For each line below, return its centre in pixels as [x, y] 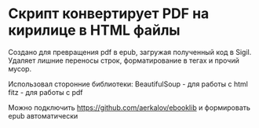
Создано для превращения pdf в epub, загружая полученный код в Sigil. [130, 52]
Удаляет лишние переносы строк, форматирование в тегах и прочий [124, 60]
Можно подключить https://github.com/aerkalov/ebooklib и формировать [129, 108]
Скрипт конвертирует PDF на [109, 14]
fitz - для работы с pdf [46, 92]
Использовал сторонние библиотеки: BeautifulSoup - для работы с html [128, 84]
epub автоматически [43, 115]
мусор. [20, 68]
